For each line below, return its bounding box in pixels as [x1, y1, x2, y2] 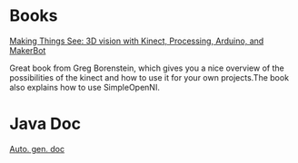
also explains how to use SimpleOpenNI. [9, 81, 161, 92]
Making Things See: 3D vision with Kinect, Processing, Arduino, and [9, 35, 264, 46]
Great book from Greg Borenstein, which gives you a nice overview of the [9, 62, 284, 73]
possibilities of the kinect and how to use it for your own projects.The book [9, 72, 289, 82]
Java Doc [9, 114, 82, 134]
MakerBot [9, 44, 46, 55]
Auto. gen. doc [9, 143, 65, 154]
